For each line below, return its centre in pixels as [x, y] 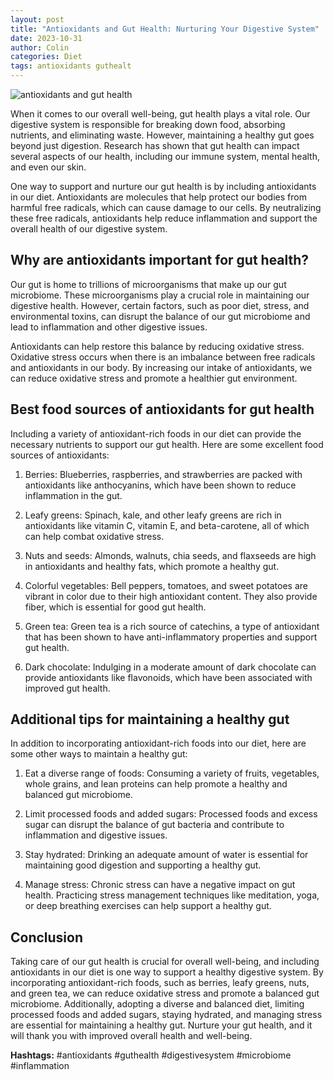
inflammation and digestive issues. [96, 835]
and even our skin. [48, 167]
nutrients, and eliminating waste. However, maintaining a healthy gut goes [162, 135]
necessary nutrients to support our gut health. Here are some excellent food [167, 444]
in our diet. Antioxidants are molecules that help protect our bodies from [158, 197]
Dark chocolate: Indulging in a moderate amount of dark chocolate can [170, 667]
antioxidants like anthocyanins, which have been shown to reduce [160, 485]
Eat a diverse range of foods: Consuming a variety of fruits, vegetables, [172, 773]
